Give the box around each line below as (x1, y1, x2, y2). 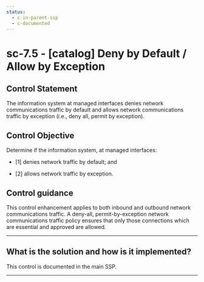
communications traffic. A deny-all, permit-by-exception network (6, 211, 169, 217)
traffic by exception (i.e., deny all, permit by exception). (6, 113, 144, 120)
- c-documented (12, 20, 50, 26)
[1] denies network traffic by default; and (15, 158, 117, 166)
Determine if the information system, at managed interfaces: (6, 147, 157, 154)
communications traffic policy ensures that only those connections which (6, 217, 189, 224)
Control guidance (6, 188, 74, 198)
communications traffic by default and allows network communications (6, 106, 184, 113)
